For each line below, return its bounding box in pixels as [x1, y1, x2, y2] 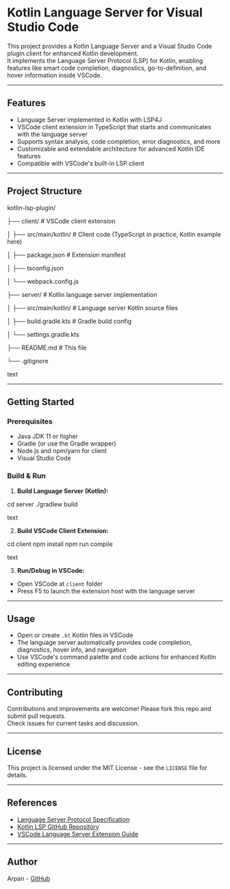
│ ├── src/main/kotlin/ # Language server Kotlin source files [7, 303, 178, 312]
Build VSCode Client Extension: [16, 526, 109, 534]
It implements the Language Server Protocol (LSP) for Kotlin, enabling [7, 56, 203, 64]
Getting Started [7, 396, 75, 408]
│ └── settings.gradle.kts [7, 330, 80, 338]
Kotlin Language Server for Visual [7, 5, 203, 21]
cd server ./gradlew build [7, 500, 78, 508]
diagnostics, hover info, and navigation [16, 645, 127, 654]
